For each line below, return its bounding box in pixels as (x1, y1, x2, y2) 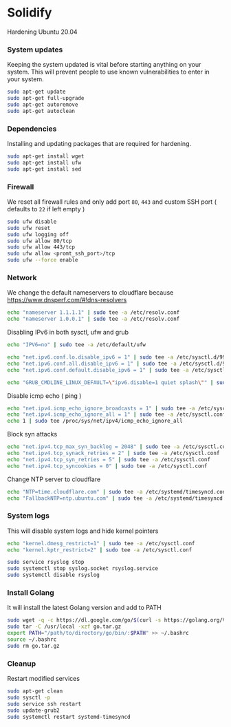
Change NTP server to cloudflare (7, 475, 101, 483)
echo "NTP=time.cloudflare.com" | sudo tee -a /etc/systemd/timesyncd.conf (7, 488, 229, 495)
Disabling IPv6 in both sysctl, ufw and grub (7, 328, 129, 337)
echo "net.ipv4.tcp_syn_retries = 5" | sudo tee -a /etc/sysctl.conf (7, 456, 211, 463)
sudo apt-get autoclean (7, 107, 76, 114)
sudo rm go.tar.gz (7, 642, 60, 649)
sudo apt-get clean (7, 688, 63, 695)
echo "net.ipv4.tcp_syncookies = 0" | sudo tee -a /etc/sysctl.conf (7, 463, 208, 470)
